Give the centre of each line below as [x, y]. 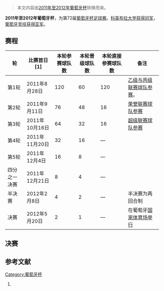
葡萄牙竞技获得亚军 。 [26, 24]
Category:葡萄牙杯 [24, 274]
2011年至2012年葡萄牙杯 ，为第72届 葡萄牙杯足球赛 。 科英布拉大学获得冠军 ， [81, 18]
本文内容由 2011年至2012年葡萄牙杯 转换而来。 [63, 8]
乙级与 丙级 [140, 80]
